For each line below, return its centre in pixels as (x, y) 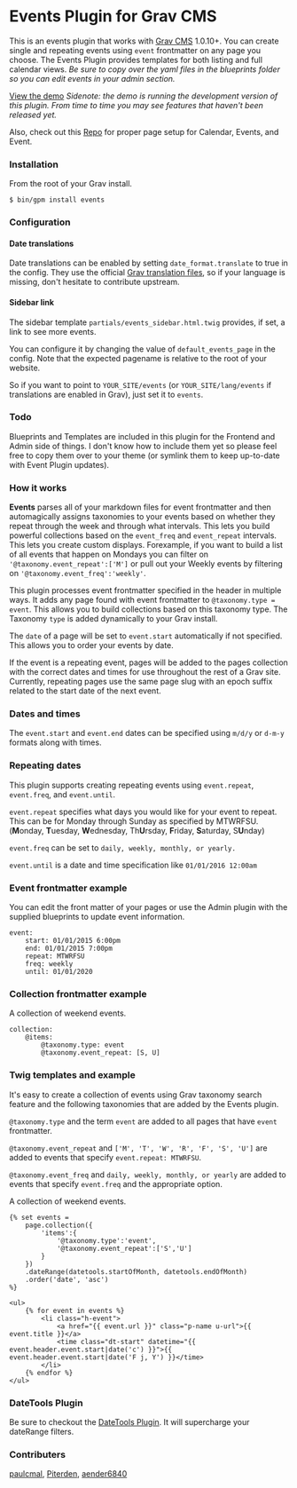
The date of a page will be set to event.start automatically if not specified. (146, 636)
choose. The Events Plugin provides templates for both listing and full (136, 59)
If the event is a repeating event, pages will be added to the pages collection (148, 662)
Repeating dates (45, 765)
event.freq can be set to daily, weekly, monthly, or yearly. (123, 847)
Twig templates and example (72, 1075)
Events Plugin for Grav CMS (113, 16)
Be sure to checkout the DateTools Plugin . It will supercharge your (129, 1421)
